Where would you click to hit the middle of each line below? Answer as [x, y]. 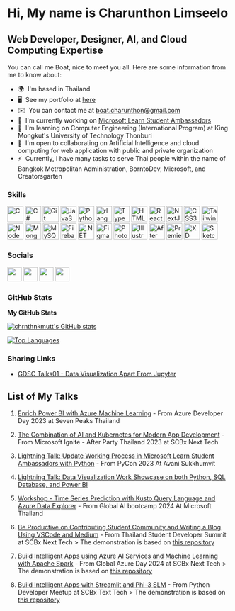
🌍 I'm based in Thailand [54, 89]
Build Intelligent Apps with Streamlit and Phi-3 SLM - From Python [114, 585]
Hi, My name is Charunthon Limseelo [118, 13]
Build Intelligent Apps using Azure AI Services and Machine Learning [117, 556]
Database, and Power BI [53, 484]
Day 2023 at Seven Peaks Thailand [69, 421]
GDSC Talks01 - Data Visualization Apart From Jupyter [97, 374]
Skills [17, 194]
